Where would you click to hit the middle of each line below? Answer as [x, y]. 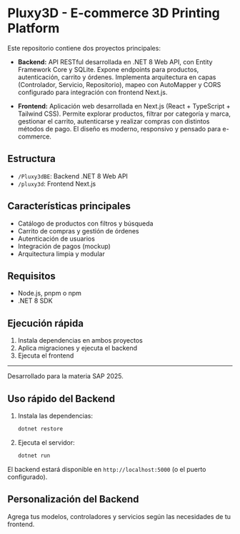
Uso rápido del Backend [61, 399]
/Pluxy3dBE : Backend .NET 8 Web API [73, 176]
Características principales [69, 206]
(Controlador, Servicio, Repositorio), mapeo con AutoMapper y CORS [119, 84]
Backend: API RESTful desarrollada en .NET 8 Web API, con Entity [115, 61]
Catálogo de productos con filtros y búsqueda [85, 223]
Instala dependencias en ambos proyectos [80, 341]
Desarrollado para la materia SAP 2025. [65, 376]
